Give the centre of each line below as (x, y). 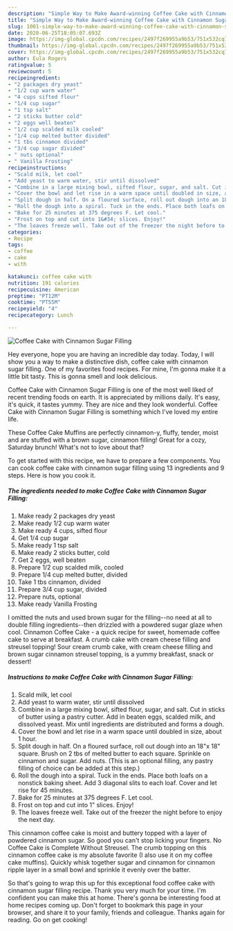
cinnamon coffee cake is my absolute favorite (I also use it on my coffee (110, 855)
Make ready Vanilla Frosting (57, 604)
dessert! (20, 661)
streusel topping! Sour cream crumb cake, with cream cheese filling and (110, 646)
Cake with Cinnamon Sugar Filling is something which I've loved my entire (113, 411)
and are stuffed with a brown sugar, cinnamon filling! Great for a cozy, (107, 440)
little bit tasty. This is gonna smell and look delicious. (83, 376)
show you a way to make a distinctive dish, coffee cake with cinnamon (108, 361)
